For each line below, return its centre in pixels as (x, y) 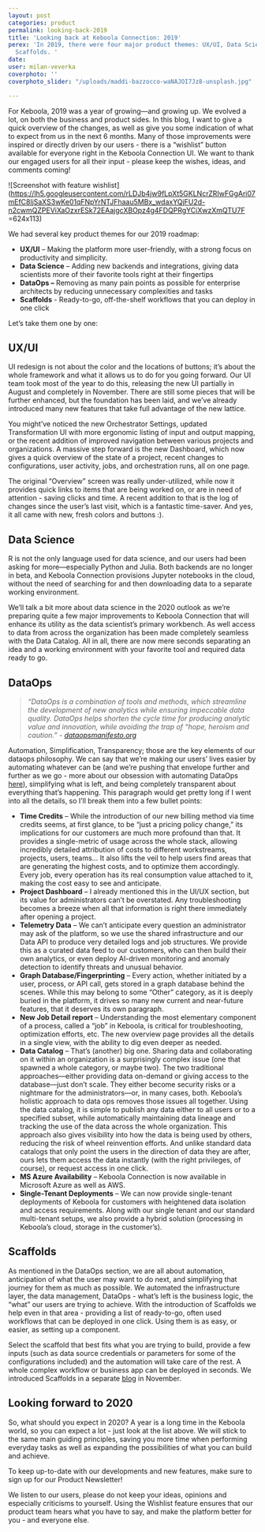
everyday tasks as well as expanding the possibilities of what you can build (130, 1447)
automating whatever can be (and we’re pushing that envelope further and (129, 767)
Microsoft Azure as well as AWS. (73, 1185)
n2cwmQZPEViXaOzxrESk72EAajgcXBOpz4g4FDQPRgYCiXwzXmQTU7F (127, 210)
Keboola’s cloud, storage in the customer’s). (91, 1227)
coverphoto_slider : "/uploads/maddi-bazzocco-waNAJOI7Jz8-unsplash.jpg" (130, 81)
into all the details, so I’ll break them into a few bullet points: (105, 800)
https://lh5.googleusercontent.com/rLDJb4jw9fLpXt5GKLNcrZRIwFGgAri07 (133, 193)
